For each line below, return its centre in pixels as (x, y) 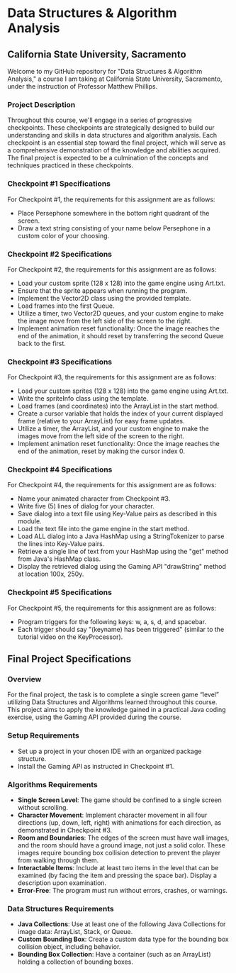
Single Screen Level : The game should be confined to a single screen (119, 800)
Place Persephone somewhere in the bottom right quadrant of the (113, 213)
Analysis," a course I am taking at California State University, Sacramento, (115, 79)
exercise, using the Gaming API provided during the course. (95, 717)
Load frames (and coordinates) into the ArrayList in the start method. (118, 406)
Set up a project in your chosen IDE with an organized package (109, 751)
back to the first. (41, 343)
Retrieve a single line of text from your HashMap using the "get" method (123, 552)
